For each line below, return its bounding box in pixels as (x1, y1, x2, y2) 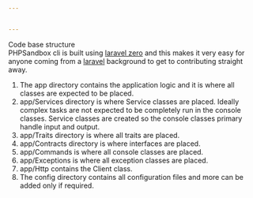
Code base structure (8, 39, 75, 49)
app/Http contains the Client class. (19, 163, 133, 174)
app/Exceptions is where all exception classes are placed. (19, 155, 209, 165)
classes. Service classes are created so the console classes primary (19, 114, 243, 123)
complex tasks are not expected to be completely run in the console (19, 105, 241, 114)
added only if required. (19, 181, 95, 190)
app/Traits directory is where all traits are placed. (19, 130, 180, 140)
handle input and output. (19, 121, 100, 131)
